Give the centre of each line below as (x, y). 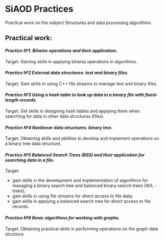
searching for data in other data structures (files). (55, 116)
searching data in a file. (30, 160)
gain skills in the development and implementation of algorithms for (80, 181)
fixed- (152, 95)
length (12, 100)
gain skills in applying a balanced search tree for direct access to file (81, 201)
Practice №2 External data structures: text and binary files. (67, 73)
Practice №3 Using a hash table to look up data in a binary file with (75, 95)
